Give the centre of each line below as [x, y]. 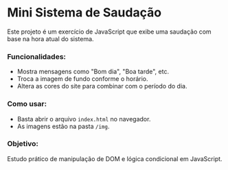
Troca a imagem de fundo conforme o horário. [83, 79]
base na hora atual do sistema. [50, 38]
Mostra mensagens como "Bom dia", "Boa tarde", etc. [93, 72]
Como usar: [27, 104]
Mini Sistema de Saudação [84, 13]
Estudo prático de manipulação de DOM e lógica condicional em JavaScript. [115, 158]
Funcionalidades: [37, 56]
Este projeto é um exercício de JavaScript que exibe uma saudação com [109, 32]
